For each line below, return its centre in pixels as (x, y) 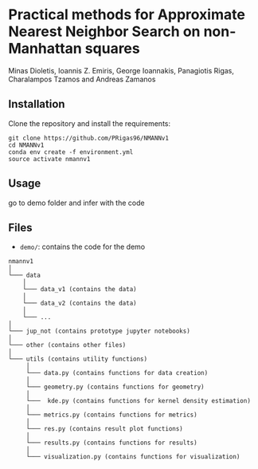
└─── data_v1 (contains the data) (80, 290)
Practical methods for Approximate (127, 15)
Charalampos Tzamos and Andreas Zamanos (82, 79)
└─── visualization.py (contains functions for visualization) (133, 457)
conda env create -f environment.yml (71, 152)
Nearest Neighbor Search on (104, 32)
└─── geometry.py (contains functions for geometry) (115, 387)
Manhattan (45, 49)
